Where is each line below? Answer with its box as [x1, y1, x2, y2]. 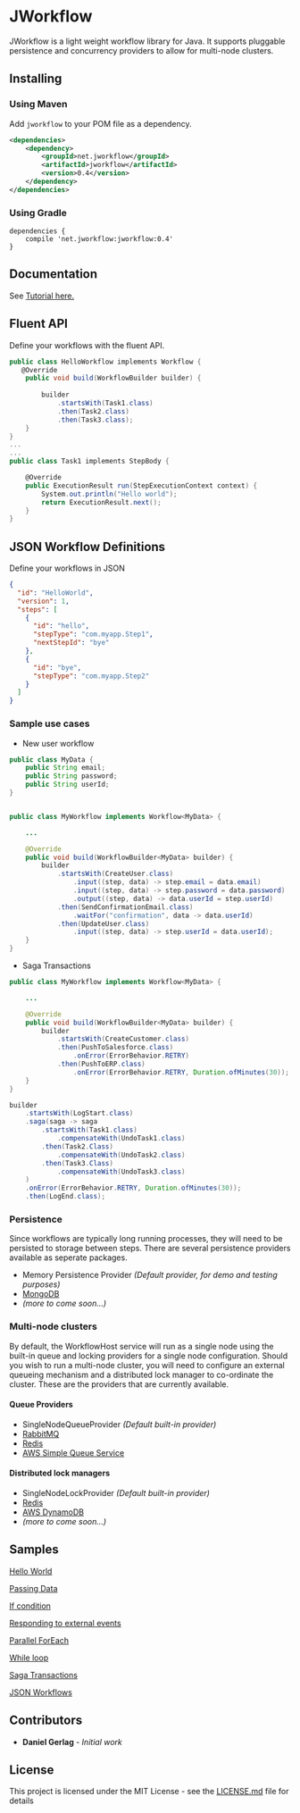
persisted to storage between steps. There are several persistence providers [9, 1243, 291, 1254]
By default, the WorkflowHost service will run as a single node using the [9, 1341, 274, 1351]
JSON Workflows [9, 1686, 73, 1698]
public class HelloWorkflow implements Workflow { [9, 357, 202, 366]
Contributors [9, 1713, 83, 1728]
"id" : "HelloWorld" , [17, 588, 94, 597]
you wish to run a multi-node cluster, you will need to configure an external [9, 1359, 286, 1370]
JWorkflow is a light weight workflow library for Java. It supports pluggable [9, 36, 286, 46]
